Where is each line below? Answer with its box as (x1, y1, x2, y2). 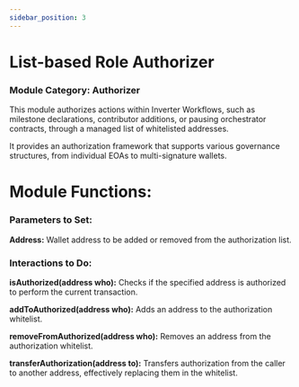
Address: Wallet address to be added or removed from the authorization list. (9, 234, 292, 245)
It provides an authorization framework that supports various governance (9, 141, 280, 152)
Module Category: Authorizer (9, 84, 141, 96)
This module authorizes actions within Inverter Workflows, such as (9, 104, 256, 115)
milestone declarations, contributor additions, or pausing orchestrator (9, 114, 267, 125)
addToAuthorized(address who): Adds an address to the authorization (9, 303, 273, 314)
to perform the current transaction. (9, 286, 138, 297)
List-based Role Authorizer (9, 51, 215, 72)
